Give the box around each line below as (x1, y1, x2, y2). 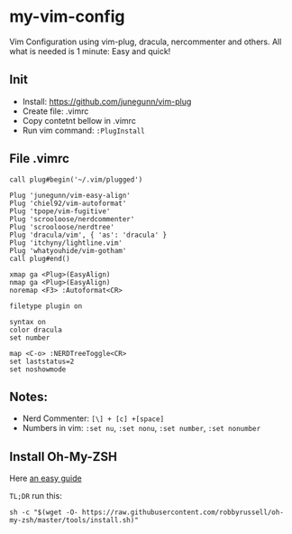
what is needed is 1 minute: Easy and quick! (9, 45, 171, 56)
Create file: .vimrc (22, 106, 89, 117)
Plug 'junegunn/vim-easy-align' (9, 191, 131, 200)
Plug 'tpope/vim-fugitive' (9, 206, 111, 216)
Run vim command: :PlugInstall (22, 125, 146, 136)
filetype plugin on (9, 301, 83, 311)
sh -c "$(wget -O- (9, 508, 78, 517)
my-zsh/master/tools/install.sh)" (9, 516, 140, 525)
